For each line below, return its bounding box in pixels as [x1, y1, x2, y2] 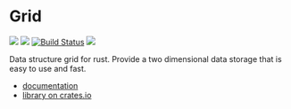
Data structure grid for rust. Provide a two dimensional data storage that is [9, 53, 283, 64]
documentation [21, 80, 79, 90]
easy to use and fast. [9, 63, 87, 74]
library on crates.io [21, 90, 92, 100]
